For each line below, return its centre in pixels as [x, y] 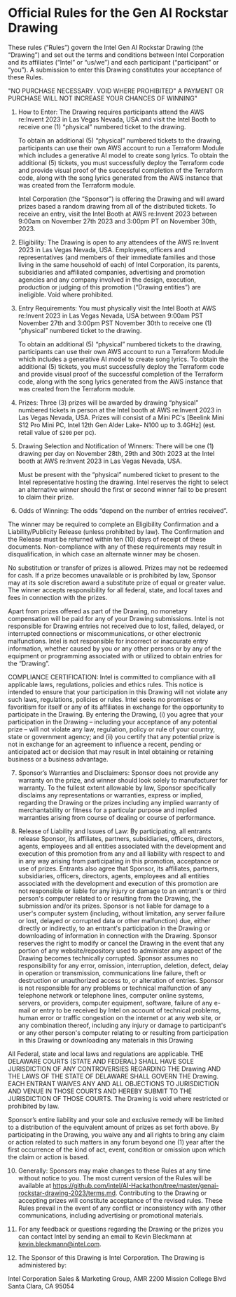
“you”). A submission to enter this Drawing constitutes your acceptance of [115, 70]
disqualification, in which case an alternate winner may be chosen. [104, 554]
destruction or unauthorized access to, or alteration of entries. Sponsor [121, 980]
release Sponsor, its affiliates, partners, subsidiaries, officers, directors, [121, 838]
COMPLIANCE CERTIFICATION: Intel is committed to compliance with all [112, 677]
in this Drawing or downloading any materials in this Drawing [105, 1040]
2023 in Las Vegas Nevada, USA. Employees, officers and [102, 249]
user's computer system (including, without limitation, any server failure [122, 913]
